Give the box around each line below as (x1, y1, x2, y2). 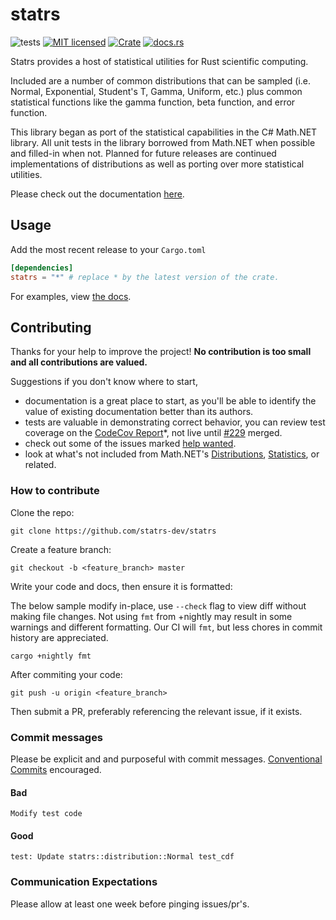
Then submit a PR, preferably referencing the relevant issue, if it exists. (10, 705, 303, 717)
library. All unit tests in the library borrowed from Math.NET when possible (10, 136, 316, 148)
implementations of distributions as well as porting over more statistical (10, 158, 305, 170)
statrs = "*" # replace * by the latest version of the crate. (10, 272, 280, 282)
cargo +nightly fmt (10, 651, 92, 661)
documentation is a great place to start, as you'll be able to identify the (24, 395, 317, 407)
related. (24, 459, 57, 471)
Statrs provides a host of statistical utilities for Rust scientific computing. (10, 55, 309, 67)
